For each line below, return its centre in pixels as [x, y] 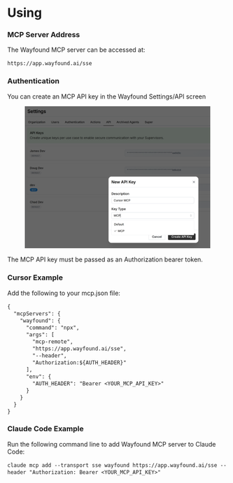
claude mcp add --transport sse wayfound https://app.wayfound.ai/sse [112, 465]
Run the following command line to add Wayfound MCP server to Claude [112, 444]
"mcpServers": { [37, 313]
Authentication [33, 81]
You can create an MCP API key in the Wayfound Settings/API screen [107, 96]
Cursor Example [35, 277]
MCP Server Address [44, 35]
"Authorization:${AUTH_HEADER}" [80, 362]
